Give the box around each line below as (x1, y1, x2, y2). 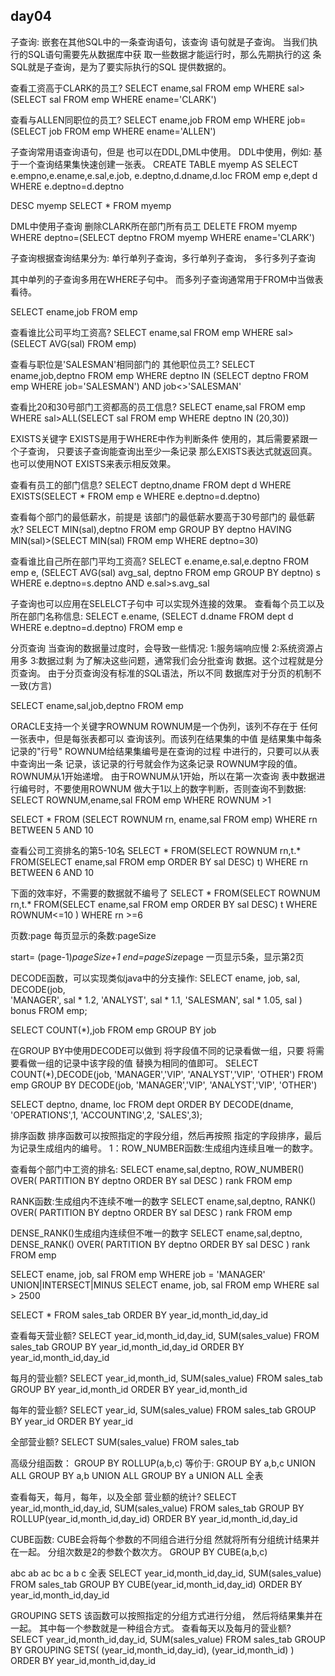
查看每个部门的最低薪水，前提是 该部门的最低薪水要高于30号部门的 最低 (10, 510, 307, 523)
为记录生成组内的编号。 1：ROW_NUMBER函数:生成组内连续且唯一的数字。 (10, 1142, 319, 1154)
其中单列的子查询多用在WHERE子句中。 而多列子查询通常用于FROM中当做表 (10, 273, 324, 285)
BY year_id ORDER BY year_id (10, 1415, 134, 1427)
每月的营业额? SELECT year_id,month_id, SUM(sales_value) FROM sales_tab (10, 1372, 323, 1384)
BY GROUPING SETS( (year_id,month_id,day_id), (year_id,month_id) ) (10, 1644, 295, 1656)
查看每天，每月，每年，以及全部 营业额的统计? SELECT (10, 1490, 238, 1503)
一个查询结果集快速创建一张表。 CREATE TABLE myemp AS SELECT (18, 158, 299, 170)
